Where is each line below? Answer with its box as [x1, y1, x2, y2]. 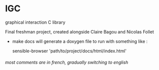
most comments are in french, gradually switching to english [5, 59, 128, 65]
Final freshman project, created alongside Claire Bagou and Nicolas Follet [5, 29, 154, 35]
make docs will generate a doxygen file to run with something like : [12, 38, 148, 44]
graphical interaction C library [5, 19, 65, 25]
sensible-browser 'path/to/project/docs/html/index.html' [12, 48, 127, 54]
